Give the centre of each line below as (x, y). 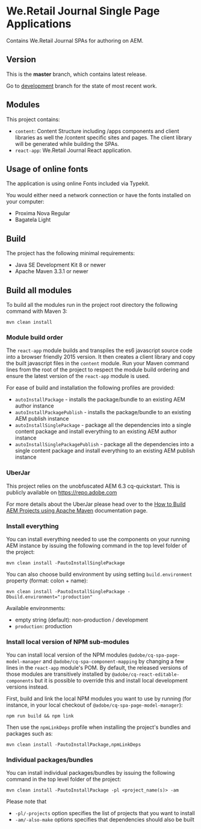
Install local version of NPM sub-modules (68, 641)
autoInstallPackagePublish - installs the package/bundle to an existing (103, 412)
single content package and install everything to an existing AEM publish (105, 451)
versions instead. (28, 687)
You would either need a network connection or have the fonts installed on (99, 195)
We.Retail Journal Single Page (83, 11)
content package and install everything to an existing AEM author (96, 432)
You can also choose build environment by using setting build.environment (99, 574)
